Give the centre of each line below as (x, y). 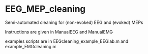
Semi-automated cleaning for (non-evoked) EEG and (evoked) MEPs (74, 22)
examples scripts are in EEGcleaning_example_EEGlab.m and (67, 41)
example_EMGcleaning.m (31, 46)
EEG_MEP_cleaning (45, 9)
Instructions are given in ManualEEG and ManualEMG (59, 32)
